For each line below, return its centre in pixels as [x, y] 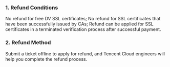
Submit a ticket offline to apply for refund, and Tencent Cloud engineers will [85, 54]
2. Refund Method [28, 43]
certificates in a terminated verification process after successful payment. [83, 29]
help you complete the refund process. [46, 59]
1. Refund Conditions [32, 8]
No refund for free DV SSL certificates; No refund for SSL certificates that [83, 19]
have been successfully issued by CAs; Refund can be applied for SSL [79, 24]
